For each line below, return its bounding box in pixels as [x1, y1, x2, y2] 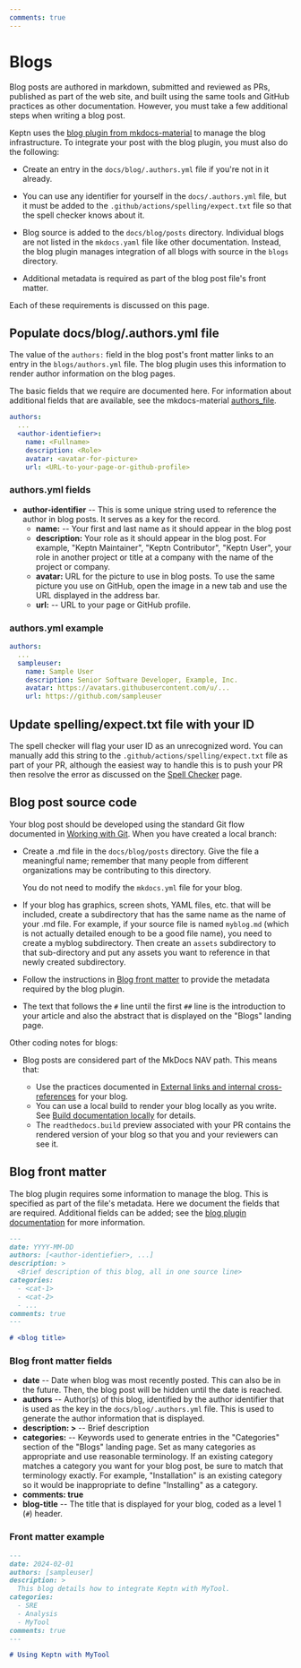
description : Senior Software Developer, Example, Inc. [25, 675, 239, 684]
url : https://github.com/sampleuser [25, 692, 163, 701]
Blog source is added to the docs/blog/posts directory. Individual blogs [21, 227, 285, 237]
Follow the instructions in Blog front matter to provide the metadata [21, 974, 271, 984]
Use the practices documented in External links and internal [35, 1081, 257, 1092]
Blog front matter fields [9, 1354, 113, 1367]
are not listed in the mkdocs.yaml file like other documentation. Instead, [21, 236, 282, 247]
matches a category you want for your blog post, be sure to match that [21, 1461, 284, 1472]
